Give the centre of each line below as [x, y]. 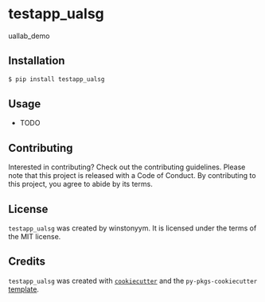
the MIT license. [35, 237]
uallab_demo [29, 36]
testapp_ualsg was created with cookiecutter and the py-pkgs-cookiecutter [133, 281]
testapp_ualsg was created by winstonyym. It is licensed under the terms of [132, 228]
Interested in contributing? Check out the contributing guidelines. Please [127, 167]
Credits [27, 262]
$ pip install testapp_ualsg [57, 79]
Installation [37, 61]
